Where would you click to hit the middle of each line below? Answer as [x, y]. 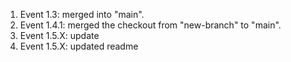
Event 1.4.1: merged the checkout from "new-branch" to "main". [150, 25]
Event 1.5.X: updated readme [79, 46]
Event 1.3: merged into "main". [82, 14]
